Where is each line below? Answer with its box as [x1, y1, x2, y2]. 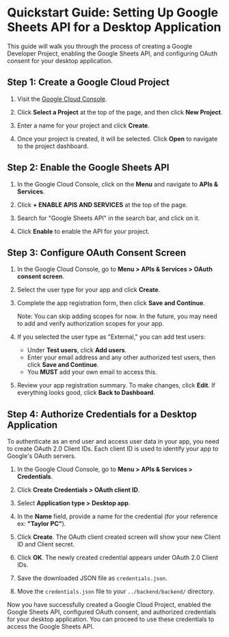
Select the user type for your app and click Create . [16, 286, 161, 294]
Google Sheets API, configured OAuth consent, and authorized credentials [7, 608, 217, 616]
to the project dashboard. [16, 142, 89, 150]
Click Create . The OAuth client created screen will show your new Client [16, 533, 221, 541]
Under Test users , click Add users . [27, 346, 127, 354]
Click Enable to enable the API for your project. [16, 227, 150, 235]
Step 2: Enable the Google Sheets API [7, 162, 170, 173]
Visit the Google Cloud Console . [16, 95, 107, 103]
